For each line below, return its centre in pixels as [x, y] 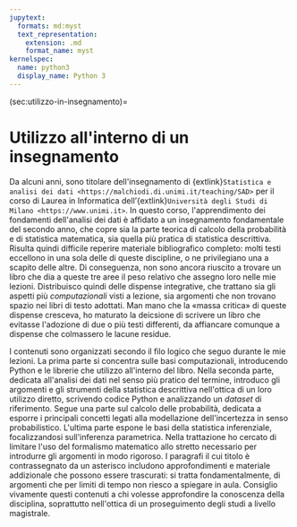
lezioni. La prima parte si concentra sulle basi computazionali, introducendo [148, 360]
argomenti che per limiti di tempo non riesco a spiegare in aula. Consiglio [144, 484]
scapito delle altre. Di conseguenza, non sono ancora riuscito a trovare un [145, 267]
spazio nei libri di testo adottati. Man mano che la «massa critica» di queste [148, 305]
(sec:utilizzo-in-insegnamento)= [68, 101]
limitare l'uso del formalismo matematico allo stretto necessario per [133, 446]
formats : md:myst [50, 26]
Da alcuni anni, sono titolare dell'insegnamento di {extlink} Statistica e [140, 181]
